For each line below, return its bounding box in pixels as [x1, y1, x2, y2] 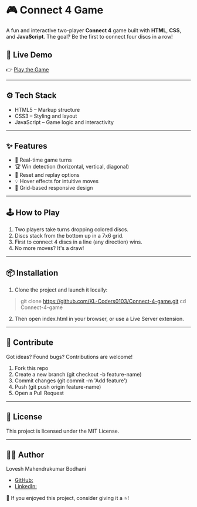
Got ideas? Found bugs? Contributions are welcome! [6, 353, 133, 360]
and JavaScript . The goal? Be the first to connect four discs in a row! [6, 33, 173, 40]
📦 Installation [6, 268, 59, 278]
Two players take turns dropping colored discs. [14, 226, 129, 233]
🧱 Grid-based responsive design [14, 184, 93, 191]
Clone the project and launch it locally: [14, 286, 108, 293]
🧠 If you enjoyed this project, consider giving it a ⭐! [6, 495, 130, 502]
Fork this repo [14, 364, 49, 371]
